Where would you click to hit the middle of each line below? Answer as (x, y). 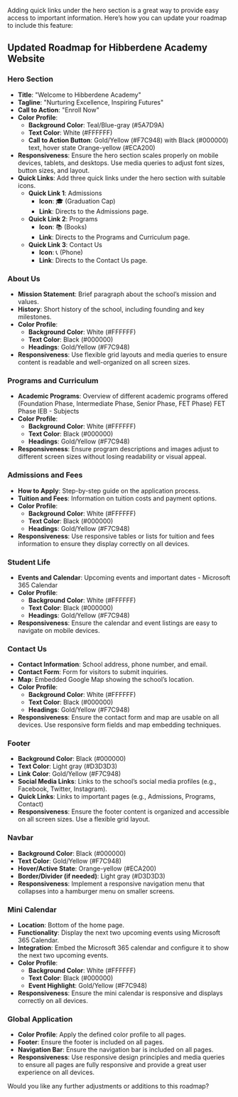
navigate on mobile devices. (59, 630)
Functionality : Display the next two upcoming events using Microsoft (119, 933)
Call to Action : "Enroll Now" (58, 110)
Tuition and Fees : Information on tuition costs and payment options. (117, 498)
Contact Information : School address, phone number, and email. (113, 664)
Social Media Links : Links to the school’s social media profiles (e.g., (117, 782)
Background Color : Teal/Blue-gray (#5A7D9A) (96, 125)
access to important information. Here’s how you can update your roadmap (117, 18)
